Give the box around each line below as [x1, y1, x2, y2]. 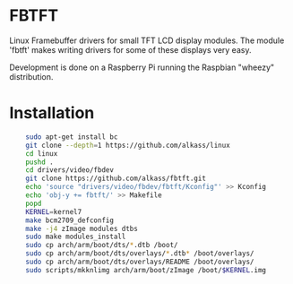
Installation [9, 103, 95, 124]
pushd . [25, 158, 54, 167]
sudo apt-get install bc [25, 132, 118, 142]
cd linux [25, 149, 58, 158]
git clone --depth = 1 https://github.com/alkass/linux [25, 141, 230, 150]
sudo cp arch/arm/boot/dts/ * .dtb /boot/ [25, 241, 178, 250]
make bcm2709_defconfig [25, 216, 115, 225]
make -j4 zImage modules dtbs [25, 224, 139, 233]
